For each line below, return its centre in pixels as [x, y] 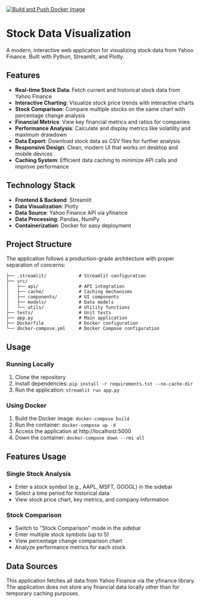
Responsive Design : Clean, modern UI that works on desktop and [96, 147]
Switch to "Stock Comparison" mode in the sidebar [78, 528]
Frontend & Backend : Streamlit [53, 200]
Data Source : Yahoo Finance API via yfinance [71, 213]
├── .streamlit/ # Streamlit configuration [76, 276]
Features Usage [36, 456]
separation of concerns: [36, 265]
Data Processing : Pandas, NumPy [57, 219]
